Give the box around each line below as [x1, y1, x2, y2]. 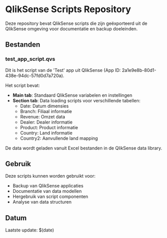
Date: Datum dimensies [20, 103, 69, 109]
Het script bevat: [5, 82, 40, 88]
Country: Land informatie [20, 130, 72, 136]
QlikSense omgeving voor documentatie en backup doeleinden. [5, 25, 138, 31]
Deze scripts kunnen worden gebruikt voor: [5, 173, 96, 179]
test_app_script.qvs [5, 56, 56, 63]
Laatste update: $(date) [5, 227, 54, 233]
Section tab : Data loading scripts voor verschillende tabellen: [12, 97, 141, 103]
